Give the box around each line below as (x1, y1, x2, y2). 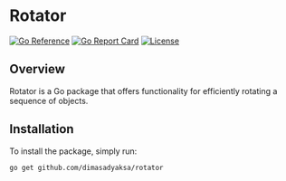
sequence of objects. (9, 95, 89, 106)
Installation (9, 121, 74, 137)
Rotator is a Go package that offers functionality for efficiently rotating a (9, 85, 278, 96)
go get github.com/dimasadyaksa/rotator (9, 163, 165, 172)
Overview (9, 62, 66, 77)
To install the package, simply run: (9, 146, 138, 157)
